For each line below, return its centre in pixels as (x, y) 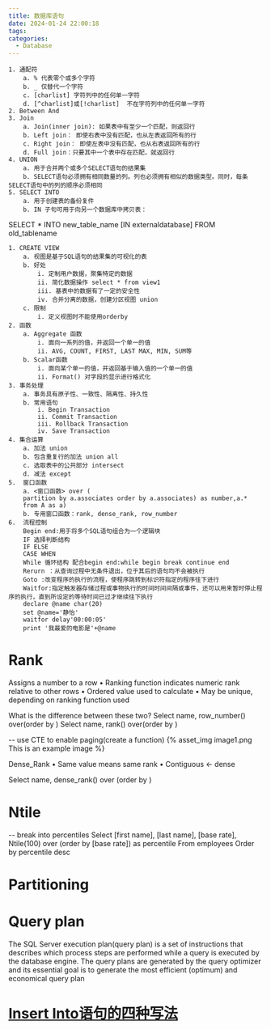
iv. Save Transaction (74, 431)
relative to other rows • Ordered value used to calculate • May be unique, (131, 692)
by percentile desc (39, 852)
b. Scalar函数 (45, 360)
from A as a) (45, 506)
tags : (17, 31)
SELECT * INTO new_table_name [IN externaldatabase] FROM (112, 225)
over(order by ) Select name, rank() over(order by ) (93, 724)
